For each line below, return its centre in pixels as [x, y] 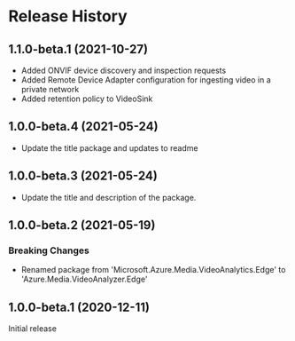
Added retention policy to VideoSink [87, 99]
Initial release [32, 329]
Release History [68, 16]
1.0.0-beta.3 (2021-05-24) [83, 176]
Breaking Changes [49, 250]
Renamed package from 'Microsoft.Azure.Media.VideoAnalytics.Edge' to [153, 270]
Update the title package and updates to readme [109, 147]
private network [50, 89]
